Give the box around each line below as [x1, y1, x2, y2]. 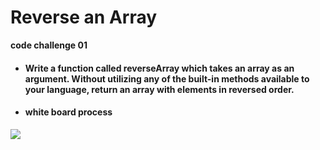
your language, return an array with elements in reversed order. [24, 83, 295, 95]
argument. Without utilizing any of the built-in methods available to [24, 72, 310, 85]
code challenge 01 [10, 39, 88, 51]
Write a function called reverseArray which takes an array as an [24, 62, 295, 74]
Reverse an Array [10, 6, 158, 29]
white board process [24, 106, 113, 118]
